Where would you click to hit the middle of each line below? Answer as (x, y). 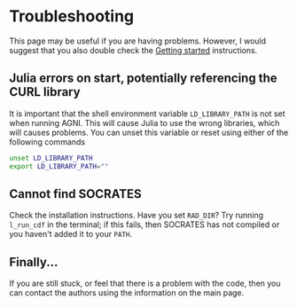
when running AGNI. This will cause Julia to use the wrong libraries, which (145, 122)
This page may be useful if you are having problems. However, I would (138, 41)
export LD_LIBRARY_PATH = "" (59, 166)
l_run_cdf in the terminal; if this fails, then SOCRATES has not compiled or (145, 224)
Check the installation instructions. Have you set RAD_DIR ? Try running (137, 216)
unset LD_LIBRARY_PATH (51, 158)
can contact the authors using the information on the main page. (127, 293)
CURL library (45, 92)
